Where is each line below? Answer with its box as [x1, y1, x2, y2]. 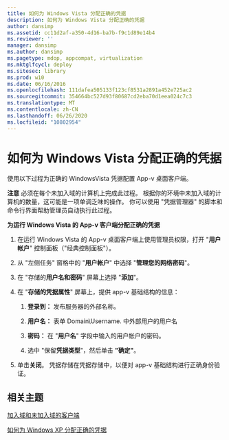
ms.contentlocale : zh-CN [7, 106, 78, 113]
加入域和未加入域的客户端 [7, 411, 80, 419]
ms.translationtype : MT [7, 100, 76, 107]
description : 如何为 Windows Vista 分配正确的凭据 [7, 16, 145, 23]
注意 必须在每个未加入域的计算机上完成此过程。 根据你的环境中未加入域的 [7, 189, 215, 197]
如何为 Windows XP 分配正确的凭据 [7, 426, 107, 434]
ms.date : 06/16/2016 [7, 80, 67, 87]
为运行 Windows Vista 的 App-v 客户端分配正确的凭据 [7, 221, 160, 229]
